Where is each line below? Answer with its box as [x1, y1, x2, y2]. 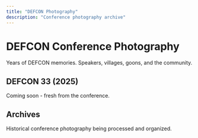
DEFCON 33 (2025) [6, 76, 79, 86]
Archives [6, 109, 40, 119]
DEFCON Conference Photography [6, 40, 180, 53]
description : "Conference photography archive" [6, 14, 126, 20]
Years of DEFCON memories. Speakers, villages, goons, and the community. [6, 59, 193, 66]
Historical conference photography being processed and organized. [6, 125, 172, 132]
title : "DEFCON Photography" [6, 8, 78, 15]
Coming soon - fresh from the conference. [6, 92, 110, 100]
